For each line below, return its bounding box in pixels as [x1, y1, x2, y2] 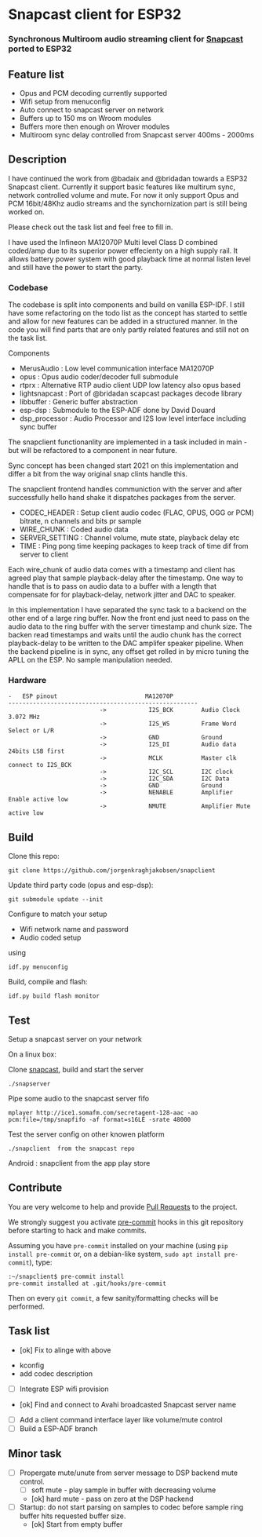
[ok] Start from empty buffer [31, 1519, 123, 1528]
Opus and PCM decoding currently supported [19, 88, 167, 97]
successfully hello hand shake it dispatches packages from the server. [8, 493, 236, 502]
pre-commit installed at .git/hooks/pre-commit [8, 1280, 167, 1287]
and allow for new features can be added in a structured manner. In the [8, 316, 238, 327]
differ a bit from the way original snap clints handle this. [8, 469, 188, 479]
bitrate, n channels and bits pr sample [19, 517, 142, 526]
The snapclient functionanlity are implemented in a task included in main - [8, 437, 248, 447]
